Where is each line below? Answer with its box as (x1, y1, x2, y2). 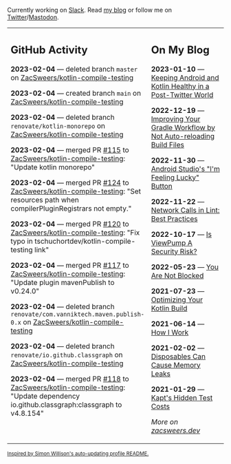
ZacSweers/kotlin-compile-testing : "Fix (10, 227, 140, 237)
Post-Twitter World (151, 89, 214, 99)
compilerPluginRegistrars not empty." (10, 203, 132, 213)
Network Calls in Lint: (151, 205, 220, 215)
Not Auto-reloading (151, 131, 215, 140)
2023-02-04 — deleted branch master (10, 64, 138, 74)
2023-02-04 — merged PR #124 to (10, 178, 129, 187)
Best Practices (151, 213, 198, 223)
